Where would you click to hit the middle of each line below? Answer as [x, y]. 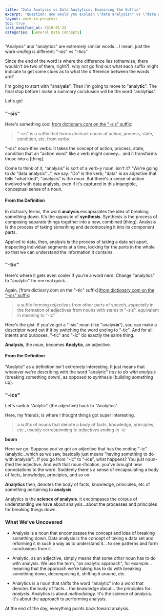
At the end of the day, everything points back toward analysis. [67, 608]
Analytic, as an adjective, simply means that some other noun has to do [84, 558]
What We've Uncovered [34, 522]
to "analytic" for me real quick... [37, 280]
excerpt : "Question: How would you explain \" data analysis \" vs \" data [81, 14]
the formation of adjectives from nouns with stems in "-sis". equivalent [88, 310]
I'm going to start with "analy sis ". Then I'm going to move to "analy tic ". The [81, 86]
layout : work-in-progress [31, 19]
